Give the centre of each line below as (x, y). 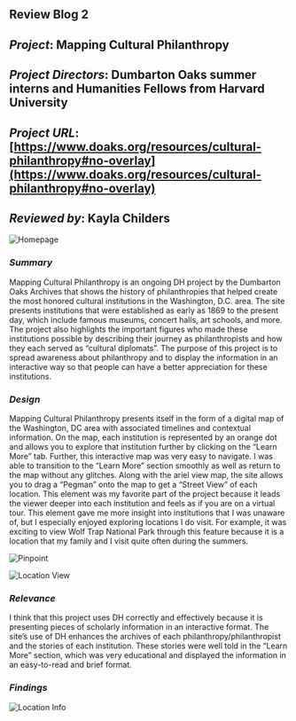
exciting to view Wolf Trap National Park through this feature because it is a (147, 531)
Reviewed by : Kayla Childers (90, 218)
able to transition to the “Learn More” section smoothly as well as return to (145, 466)
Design (25, 399)
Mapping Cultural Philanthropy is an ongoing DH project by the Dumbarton (145, 282)
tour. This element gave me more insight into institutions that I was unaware (147, 513)
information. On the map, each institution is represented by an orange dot (143, 437)
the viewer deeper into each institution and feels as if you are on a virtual (142, 503)
